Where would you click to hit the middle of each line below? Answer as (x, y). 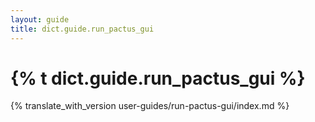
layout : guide (40, 19)
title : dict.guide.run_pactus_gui (82, 29)
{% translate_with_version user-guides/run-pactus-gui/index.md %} (150, 106)
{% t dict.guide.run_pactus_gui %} (158, 78)
